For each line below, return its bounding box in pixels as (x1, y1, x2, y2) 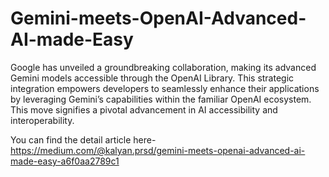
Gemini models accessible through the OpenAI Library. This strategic (10, 72, 295, 84)
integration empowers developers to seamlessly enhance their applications (10, 82, 320, 94)
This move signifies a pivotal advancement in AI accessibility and (10, 103, 278, 116)
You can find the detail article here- (10, 133, 157, 146)
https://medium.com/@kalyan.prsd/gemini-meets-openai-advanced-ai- (10, 144, 306, 156)
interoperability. (10, 114, 75, 126)
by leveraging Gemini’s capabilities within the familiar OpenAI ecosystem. (10, 93, 312, 105)
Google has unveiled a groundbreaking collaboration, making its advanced (10, 61, 317, 73)
